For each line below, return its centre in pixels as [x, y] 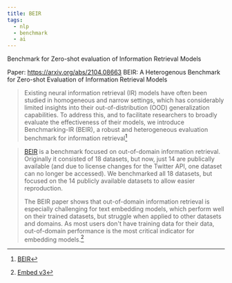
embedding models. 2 [54, 239]
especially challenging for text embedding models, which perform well [124, 208]
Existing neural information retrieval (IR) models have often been [115, 93]
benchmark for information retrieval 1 [76, 137]
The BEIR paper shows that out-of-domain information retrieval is [117, 202]
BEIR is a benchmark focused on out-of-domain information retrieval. [122, 151]
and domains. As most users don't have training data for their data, [119, 223]
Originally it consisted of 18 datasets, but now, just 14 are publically [119, 159]
